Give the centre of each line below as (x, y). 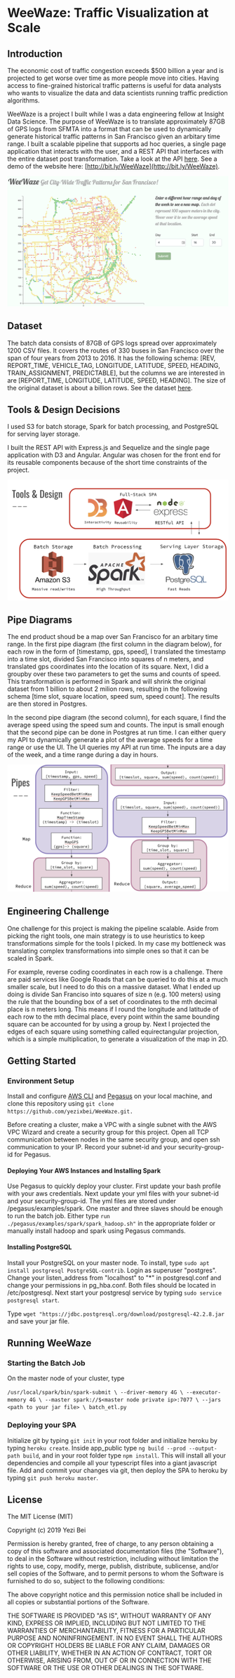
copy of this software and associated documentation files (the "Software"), (116, 1551)
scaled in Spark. (31, 958)
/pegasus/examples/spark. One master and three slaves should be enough (115, 1208)
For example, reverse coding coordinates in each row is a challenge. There (115, 972)
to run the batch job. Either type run (59, 1216)
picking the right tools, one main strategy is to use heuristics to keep (106, 936)
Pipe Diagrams (40, 620)
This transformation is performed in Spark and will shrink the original (106, 682)
